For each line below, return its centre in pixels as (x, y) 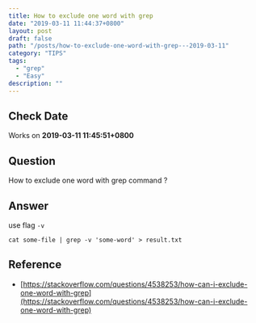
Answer (29, 206)
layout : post (30, 31)
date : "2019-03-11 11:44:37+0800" (67, 23)
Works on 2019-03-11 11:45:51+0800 (71, 136)
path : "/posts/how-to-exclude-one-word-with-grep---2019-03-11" (119, 46)
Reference (35, 264)
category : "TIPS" (38, 53)
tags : (17, 61)
